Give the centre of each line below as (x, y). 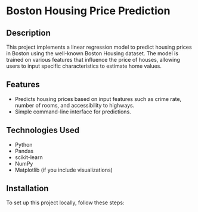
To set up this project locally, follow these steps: (65, 202)
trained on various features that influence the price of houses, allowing (93, 60)
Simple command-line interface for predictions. (73, 112)
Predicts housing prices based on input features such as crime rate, (98, 99)
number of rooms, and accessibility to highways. (75, 105)
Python (24, 144)
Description (28, 33)
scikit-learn (29, 157)
